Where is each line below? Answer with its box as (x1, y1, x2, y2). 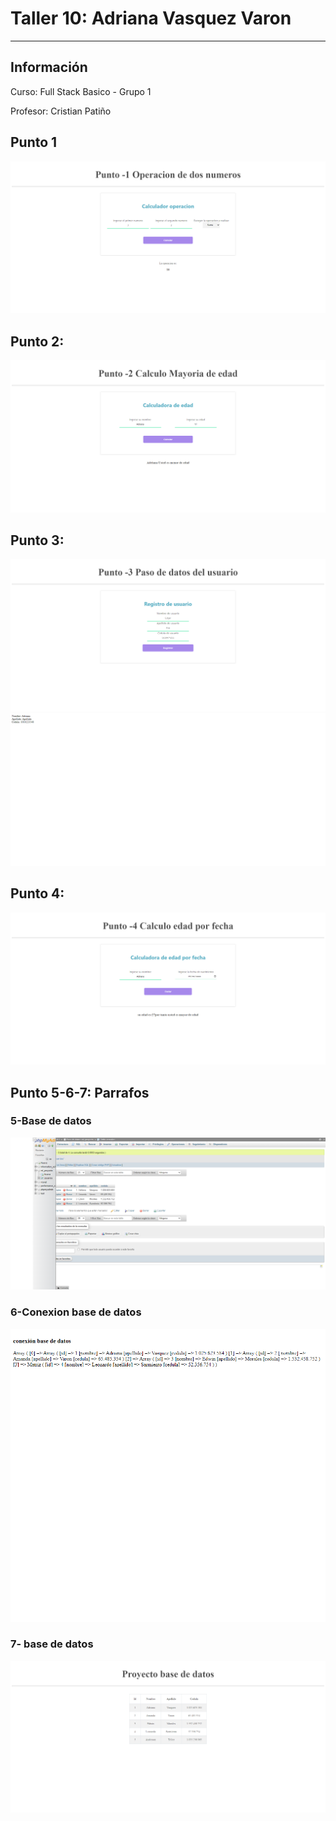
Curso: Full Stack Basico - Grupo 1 (10, 85, 152, 97)
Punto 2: (10, 333, 65, 350)
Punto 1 (10, 134, 58, 151)
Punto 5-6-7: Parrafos (10, 1084, 150, 1101)
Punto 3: (10, 532, 65, 549)
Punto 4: (10, 885, 65, 902)
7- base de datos (10, 1637, 94, 1651)
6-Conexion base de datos (10, 1305, 142, 1319)
